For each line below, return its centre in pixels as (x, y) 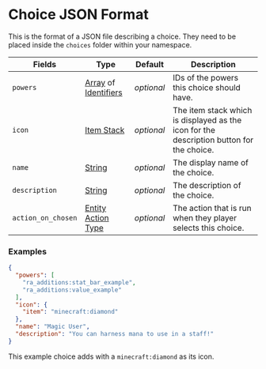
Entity (95, 208)
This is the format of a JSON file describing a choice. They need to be (122, 36)
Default (150, 64)
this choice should (207, 87)
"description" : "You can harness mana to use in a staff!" (115, 334)
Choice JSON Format (78, 15)
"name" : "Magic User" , (53, 327)
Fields (45, 64)
